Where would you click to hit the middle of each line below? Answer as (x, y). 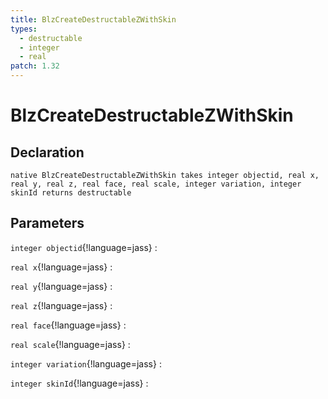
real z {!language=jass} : (61, 305)
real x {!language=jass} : (61, 267)
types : (24, 29)
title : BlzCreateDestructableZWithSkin (93, 19)
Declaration (47, 152)
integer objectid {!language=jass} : (84, 247)
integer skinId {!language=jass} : (79, 383)
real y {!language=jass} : (61, 286)
